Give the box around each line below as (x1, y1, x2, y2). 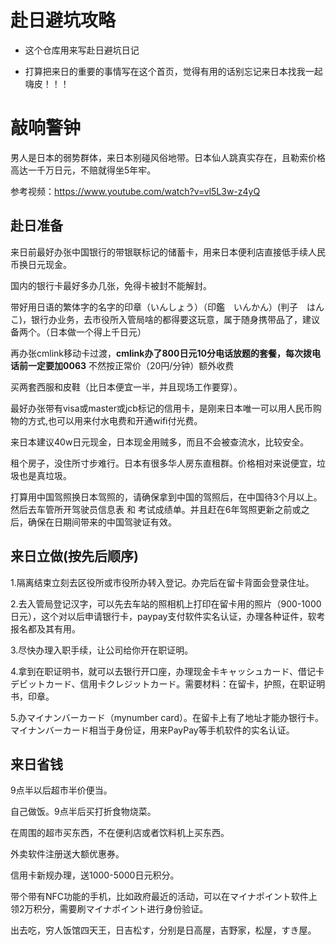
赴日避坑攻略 (10, 9, 117, 32)
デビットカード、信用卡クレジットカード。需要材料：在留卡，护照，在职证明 (10, 677, 326, 690)
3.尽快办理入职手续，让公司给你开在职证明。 (10, 644, 194, 656)
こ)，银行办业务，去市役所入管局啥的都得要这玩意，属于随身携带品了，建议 (10, 313, 321, 325)
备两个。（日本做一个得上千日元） (10, 326, 147, 338)
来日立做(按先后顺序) (10, 548, 139, 565)
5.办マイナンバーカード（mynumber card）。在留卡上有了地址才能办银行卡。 (10, 711, 324, 723)
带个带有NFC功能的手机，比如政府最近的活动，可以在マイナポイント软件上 (10, 891, 318, 903)
